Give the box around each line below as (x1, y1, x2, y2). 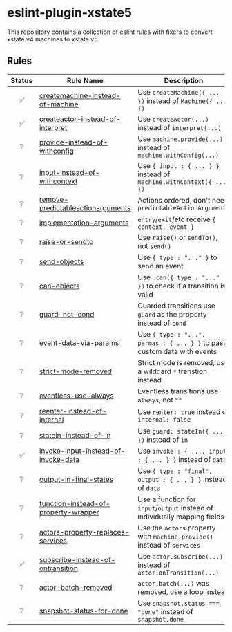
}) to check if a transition (137, 281, 219, 290)
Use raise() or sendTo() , (137, 232, 218, 242)
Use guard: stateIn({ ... (137, 426, 223, 436)
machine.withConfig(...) (137, 151, 220, 159)
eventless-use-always (39, 391, 114, 400)
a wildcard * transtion (137, 366, 208, 376)
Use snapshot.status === (137, 598, 220, 608)
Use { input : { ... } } (137, 160, 220, 170)
